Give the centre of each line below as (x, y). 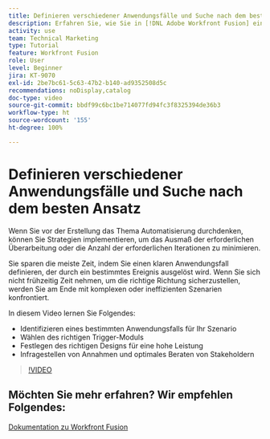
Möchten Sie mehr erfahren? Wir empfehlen (121, 395)
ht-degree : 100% (35, 128)
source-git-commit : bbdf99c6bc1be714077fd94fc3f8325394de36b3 (115, 105)
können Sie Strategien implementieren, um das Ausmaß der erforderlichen (131, 239)
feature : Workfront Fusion (53, 53)
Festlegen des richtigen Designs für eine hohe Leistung (111, 345)
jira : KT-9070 (32, 75)
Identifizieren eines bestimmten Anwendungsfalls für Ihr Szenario (128, 328)
